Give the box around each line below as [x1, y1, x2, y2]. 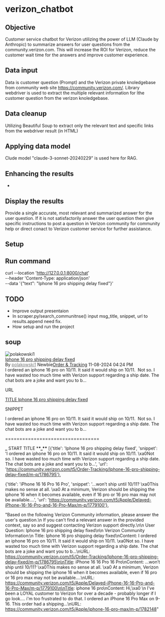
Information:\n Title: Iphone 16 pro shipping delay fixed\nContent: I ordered [5, 533, 157, 538]
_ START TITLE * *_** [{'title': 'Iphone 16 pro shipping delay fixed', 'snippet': [5, 445, 158, 451]
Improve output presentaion [12, 308, 69, 314]
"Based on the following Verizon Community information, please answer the [5, 511, 159, 517]
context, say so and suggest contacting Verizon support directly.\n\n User [5, 522, 155, 528]
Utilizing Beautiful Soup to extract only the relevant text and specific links [5, 123, 154, 128]
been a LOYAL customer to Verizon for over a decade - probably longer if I [5, 590, 156, 596]
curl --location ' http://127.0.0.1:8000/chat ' [5, 270, 90, 276]
